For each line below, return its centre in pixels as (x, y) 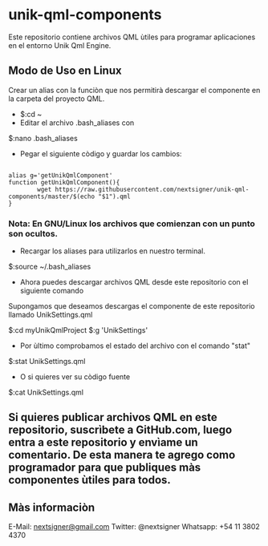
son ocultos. (33, 233)
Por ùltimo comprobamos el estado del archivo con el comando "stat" (135, 346)
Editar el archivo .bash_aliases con (77, 123)
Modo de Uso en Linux (65, 71)
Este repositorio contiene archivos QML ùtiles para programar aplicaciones (132, 37)
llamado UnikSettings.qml (51, 315)
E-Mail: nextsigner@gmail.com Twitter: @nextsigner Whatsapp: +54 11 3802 (134, 527)
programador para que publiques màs (105, 468)
